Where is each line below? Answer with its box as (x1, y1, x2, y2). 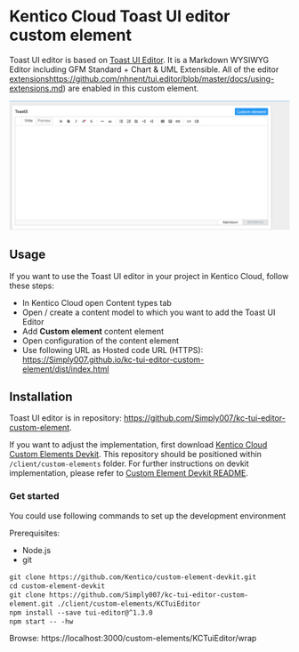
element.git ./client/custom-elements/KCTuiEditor (9, 599, 201, 608)
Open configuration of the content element (21, 335, 180, 346)
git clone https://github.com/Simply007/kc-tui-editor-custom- (9, 590, 249, 600)
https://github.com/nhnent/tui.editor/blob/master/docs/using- (48, 73, 275, 84)
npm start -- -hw (9, 616, 74, 626)
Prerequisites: (9, 527, 61, 538)
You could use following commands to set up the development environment (9, 510, 287, 521)
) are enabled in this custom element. (62, 83, 199, 93)
